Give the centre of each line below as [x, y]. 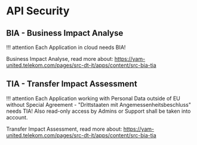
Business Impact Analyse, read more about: [60, 59]
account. [17, 117]
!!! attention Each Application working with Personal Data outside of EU [93, 98]
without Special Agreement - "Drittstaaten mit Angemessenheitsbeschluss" [98, 104]
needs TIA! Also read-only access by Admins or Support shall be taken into [98, 111]
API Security [38, 11]
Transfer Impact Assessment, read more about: [64, 129]
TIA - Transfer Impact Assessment [72, 84]
